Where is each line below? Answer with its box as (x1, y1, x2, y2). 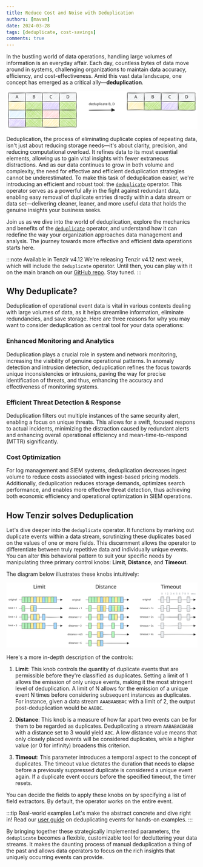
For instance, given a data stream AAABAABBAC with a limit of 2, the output (15, 698, 196, 705)
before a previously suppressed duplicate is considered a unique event (15, 767, 193, 774)
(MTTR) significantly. (6, 438, 59, 445)
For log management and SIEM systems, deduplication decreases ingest (6, 467, 187, 474)
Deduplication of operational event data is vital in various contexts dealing (6, 302, 191, 309)
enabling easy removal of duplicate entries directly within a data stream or (6, 193, 191, 201)
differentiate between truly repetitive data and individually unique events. (6, 546, 189, 553)
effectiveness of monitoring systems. (6, 383, 99, 390)
